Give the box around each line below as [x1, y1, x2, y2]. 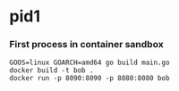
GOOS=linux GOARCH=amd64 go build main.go [9, 58, 170, 68]
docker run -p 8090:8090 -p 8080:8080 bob [9, 74, 170, 83]
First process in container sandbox [9, 38, 164, 51]
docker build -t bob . [9, 66, 94, 75]
